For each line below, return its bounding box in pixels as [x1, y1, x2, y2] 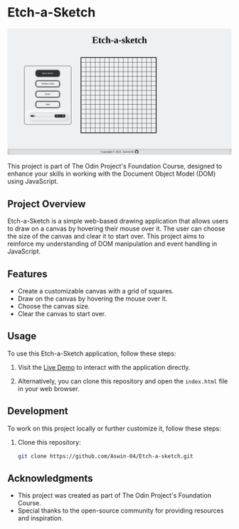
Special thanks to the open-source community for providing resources [17, 506, 224, 515]
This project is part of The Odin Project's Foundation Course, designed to [7, 162, 223, 171]
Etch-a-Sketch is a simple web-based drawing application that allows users [7, 217, 229, 226]
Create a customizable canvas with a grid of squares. [17, 287, 174, 296]
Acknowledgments [7, 472, 94, 484]
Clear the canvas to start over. [17, 310, 107, 318]
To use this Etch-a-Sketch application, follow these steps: [7, 349, 176, 358]
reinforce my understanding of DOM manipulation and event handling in [7, 240, 218, 248]
